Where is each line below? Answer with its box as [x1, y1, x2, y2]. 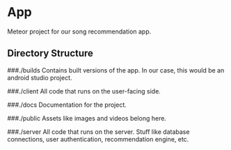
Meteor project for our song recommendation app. [7, 27, 152, 36]
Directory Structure [7, 47, 94, 59]
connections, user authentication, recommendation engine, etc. [7, 135, 189, 143]
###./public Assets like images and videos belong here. [7, 114, 167, 122]
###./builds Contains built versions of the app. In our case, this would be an [7, 66, 225, 74]
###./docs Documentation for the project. [7, 100, 127, 109]
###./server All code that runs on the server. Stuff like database [7, 127, 190, 136]
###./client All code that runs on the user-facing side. [7, 87, 161, 95]
